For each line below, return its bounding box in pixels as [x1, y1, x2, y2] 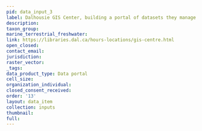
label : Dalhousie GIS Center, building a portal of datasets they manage [6, 14, 197, 21]
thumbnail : [6, 110, 34, 116]
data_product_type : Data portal [6, 71, 88, 77]
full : [6, 115, 20, 121]
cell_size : [6, 76, 34, 82]
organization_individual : [6, 82, 71, 88]
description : [6, 20, 39, 26]
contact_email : [6, 48, 45, 54]
